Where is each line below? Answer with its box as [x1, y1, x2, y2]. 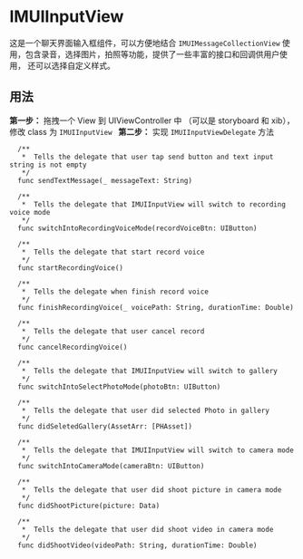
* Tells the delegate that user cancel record [21, 326, 205, 336]
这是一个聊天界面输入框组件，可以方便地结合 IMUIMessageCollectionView [9, 37, 280, 48]
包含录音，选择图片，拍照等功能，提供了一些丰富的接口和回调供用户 [24, 48, 279, 60]
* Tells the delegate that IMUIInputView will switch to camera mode [21, 446, 295, 455]
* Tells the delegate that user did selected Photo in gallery [21, 406, 270, 415]
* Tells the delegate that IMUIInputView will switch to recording [21, 199, 286, 209]
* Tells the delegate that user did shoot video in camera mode [21, 525, 274, 534]
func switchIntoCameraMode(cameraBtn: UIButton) [17, 461, 205, 470]
